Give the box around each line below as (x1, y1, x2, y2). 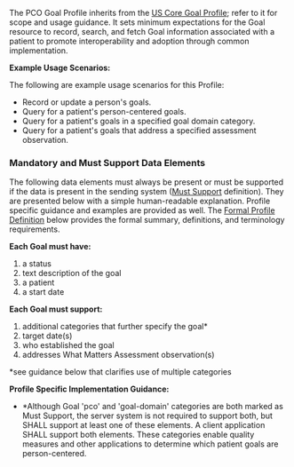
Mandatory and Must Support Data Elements (9, 156, 206, 169)
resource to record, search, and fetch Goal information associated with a (9, 27, 275, 36)
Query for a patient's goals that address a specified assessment (21, 125, 257, 136)
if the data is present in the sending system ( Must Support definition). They (9, 186, 284, 197)
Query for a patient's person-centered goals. (21, 107, 187, 116)
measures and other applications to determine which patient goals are (21, 439, 279, 449)
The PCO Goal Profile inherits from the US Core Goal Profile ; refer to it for (9, 8, 278, 18)
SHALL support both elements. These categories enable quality (21, 430, 255, 440)
